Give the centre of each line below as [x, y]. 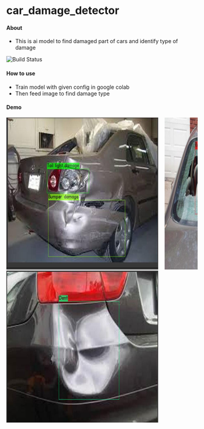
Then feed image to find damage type [63, 93]
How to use [21, 73]
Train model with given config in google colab [72, 87]
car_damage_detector [63, 11]
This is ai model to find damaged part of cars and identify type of [97, 41]
